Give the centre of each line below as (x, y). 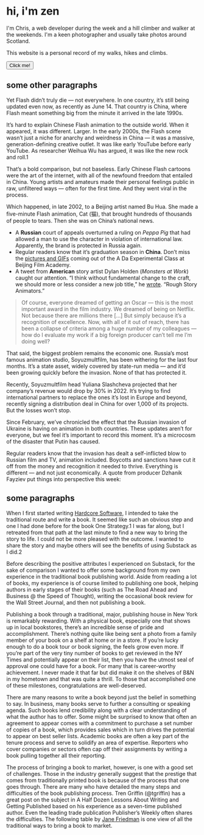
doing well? (36, 341)
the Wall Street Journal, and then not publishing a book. (76, 602)
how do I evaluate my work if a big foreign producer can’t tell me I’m (107, 335)
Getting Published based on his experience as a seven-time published (94, 806)
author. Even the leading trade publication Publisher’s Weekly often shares (100, 812)
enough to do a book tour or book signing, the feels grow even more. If (95, 646)
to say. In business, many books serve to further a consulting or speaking (98, 703)
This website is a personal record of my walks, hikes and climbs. (87, 52)
